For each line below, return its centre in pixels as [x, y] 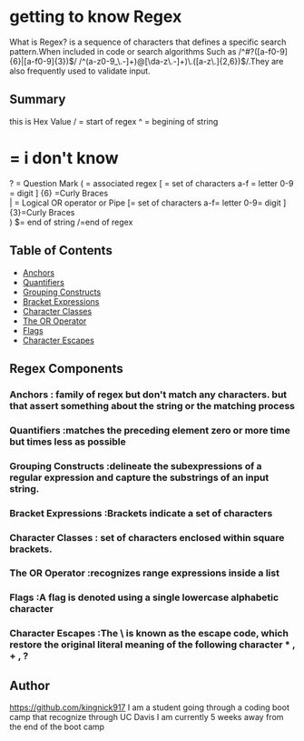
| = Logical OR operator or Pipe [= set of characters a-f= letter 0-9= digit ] [148, 203]
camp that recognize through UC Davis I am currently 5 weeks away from [147, 717]
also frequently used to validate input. [80, 71]
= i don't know [64, 158]
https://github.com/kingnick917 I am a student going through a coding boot [150, 707]
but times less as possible [68, 441]
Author [29, 685]
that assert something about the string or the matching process [152, 406]
